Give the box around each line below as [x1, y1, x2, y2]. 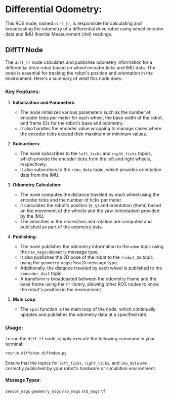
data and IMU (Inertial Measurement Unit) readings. [5, 31, 113, 37]
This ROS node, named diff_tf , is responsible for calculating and [5, 20, 142, 26]
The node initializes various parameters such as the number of [20, 109, 151, 115]
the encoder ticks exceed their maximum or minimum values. [20, 131, 148, 137]
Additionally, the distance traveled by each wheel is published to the [20, 265, 162, 271]
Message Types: [5, 377, 41, 383]
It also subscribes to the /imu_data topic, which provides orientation [20, 167, 162, 173]
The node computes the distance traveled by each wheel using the [20, 191, 160, 198]
